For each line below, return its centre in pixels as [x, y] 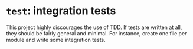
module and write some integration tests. [56, 40]
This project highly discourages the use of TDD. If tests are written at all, [94, 27]
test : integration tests [61, 11]
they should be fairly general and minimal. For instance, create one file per [97, 33]
